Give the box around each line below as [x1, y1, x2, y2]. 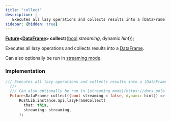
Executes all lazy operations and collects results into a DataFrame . [5, 45, 144, 51]
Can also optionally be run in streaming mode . [5, 55, 102, 61]
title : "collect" [5, 7, 42, 13]
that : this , [23, 102, 49, 108]
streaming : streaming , [23, 107, 72, 112]
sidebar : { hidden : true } [5, 21, 58, 27]
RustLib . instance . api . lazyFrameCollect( [18, 98, 106, 103]
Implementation [5, 68, 46, 75]
